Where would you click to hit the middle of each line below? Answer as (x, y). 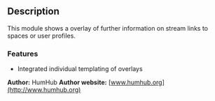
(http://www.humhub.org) (44, 90)
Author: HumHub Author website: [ (59, 82)
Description (33, 11)
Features (23, 54)
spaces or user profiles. (41, 36)
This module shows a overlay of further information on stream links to (108, 28)
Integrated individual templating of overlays (80, 69)
